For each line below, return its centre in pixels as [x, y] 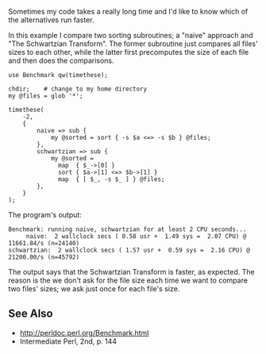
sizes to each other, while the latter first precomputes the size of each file [129, 52]
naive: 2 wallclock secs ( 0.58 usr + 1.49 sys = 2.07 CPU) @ [136, 237]
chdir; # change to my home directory [78, 89]
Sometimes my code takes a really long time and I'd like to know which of [128, 12]
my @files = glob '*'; [46, 96]
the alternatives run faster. [51, 20]
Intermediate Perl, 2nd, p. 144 [68, 341]
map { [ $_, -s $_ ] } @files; [112, 179]
